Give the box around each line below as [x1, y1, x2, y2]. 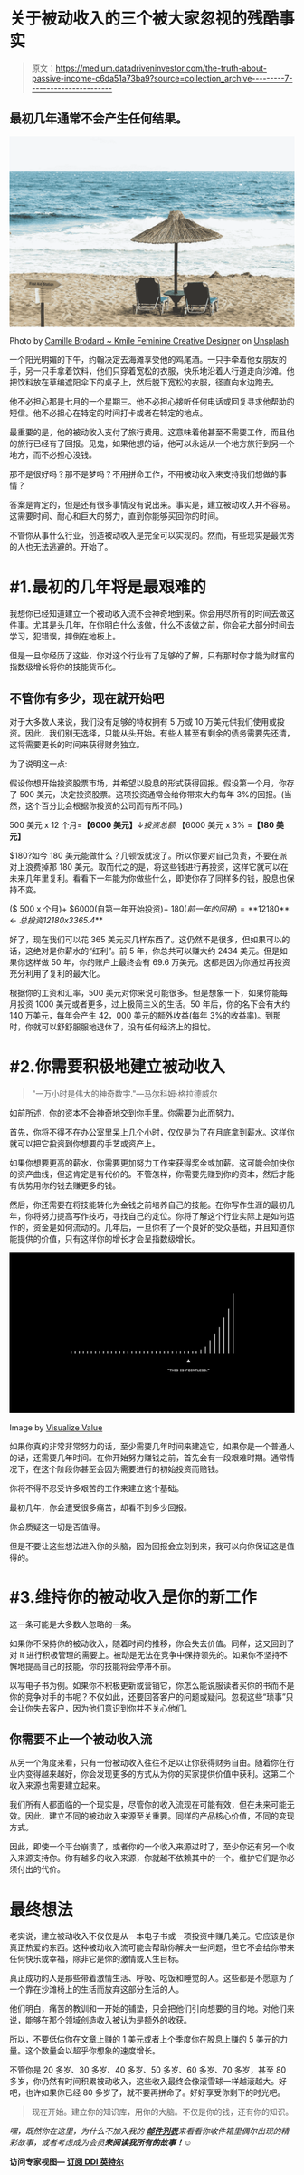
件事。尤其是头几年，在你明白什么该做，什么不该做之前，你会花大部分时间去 [9, 619, 295, 630]
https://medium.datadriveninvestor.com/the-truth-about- [55, 63, 267, 73]
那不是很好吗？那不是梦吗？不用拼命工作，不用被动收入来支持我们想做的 [9, 469, 279, 480]
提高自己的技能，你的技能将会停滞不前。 [24, 1661, 176, 1672]
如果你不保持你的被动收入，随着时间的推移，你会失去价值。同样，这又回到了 [9, 1638, 295, 1649]
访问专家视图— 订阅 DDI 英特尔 [9, 2156, 125, 2168]
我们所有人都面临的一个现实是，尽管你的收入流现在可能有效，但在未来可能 [9, 1799, 287, 1810]
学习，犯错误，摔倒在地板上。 [9, 631, 120, 642]
